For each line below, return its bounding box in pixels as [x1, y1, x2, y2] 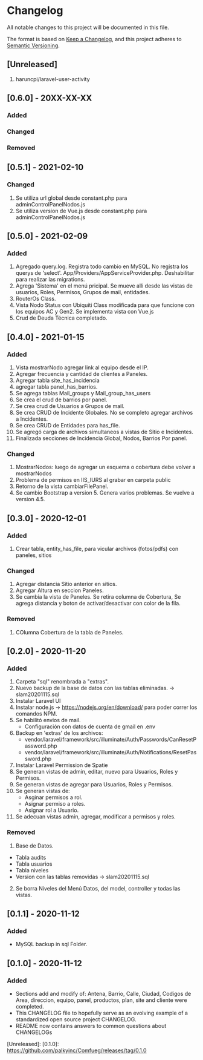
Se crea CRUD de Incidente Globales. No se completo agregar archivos [15, 409, 193, 416]
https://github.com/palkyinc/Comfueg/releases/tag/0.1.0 [7, 1047, 147, 1054]
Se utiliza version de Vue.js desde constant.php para [15, 207, 147, 214]
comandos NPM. [15, 710, 58, 717]
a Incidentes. [15, 415, 48, 423]
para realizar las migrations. [15, 276, 85, 283]
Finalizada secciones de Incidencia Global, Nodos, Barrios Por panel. [15, 434, 188, 442]
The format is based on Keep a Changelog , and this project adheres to [7, 35, 182, 42]
